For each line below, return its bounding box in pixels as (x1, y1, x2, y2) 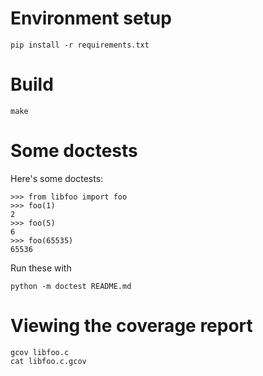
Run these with (10, 262, 72, 274)
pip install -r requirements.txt (10, 40, 150, 50)
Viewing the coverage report (10, 315, 253, 337)
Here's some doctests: (10, 172, 104, 184)
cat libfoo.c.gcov (10, 356, 87, 366)
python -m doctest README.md (10, 281, 132, 291)
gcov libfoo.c (10, 347, 70, 357)
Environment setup (10, 7, 172, 30)
